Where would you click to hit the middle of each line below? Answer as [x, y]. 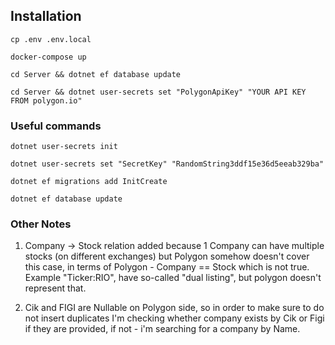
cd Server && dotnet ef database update [96, 74]
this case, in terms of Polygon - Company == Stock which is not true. [167, 267]
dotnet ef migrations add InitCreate [89, 182]
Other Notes [41, 224]
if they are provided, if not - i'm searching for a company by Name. [162, 329]
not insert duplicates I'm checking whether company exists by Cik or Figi [174, 318]
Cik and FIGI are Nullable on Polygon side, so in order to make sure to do [174, 308]
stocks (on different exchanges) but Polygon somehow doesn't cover [167, 256]
